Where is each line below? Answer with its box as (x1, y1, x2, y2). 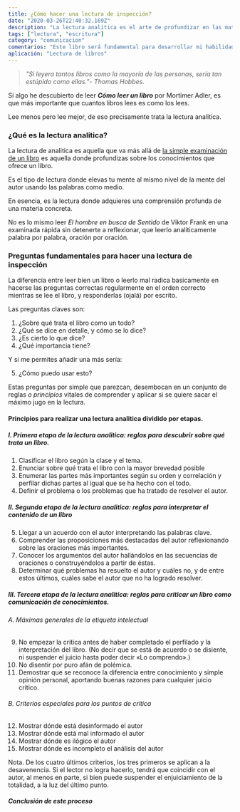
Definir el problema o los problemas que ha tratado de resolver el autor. (18, 486, 229, 495)
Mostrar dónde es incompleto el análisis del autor (18, 744, 164, 752)
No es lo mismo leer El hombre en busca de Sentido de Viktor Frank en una (8, 218, 229, 227)
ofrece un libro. (8, 162, 53, 170)
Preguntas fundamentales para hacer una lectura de (8, 251, 193, 261)
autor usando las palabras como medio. (8, 183, 125, 192)
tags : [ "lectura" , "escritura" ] (8, 30, 104, 38)
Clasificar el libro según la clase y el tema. (18, 457, 142, 465)
